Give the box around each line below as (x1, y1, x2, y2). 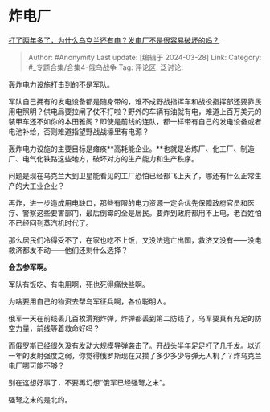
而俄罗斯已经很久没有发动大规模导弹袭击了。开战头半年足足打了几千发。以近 (8, 341, 262, 350)
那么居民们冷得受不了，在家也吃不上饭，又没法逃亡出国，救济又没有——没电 (8, 235, 262, 245)
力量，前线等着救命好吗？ (14, 323, 100, 333)
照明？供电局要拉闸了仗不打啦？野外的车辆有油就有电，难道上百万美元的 (22, 106, 262, 116)
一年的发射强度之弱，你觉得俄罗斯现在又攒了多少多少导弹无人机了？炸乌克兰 (8, 350, 262, 360)
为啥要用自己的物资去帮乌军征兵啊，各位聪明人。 (8, 296, 170, 306)
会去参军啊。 (8, 262, 51, 271)
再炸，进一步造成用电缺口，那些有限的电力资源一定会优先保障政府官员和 (8, 198, 247, 207)
